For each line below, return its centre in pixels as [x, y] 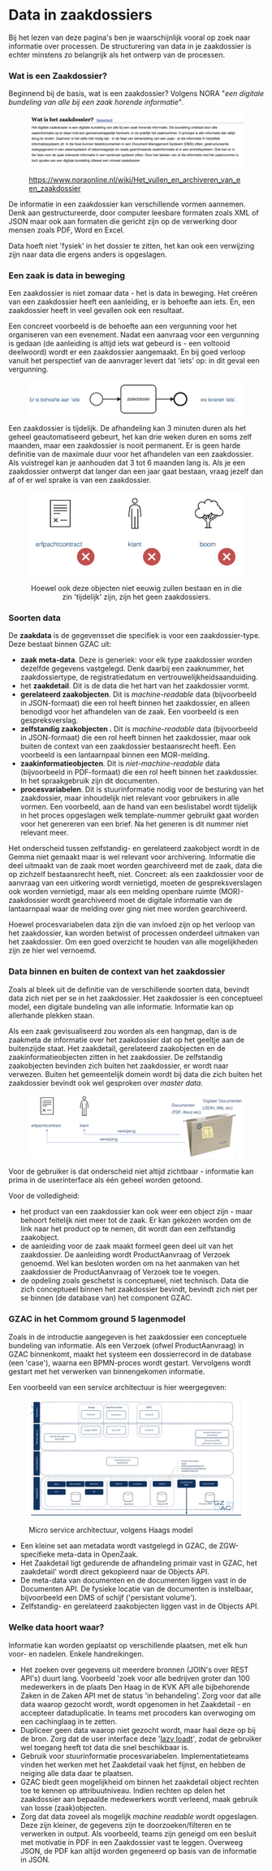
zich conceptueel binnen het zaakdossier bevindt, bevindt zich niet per [139, 1289]
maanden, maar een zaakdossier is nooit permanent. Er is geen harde [125, 445]
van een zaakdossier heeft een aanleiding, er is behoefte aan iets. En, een [132, 302]
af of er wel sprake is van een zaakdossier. [80, 480]
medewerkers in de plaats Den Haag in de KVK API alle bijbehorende [135, 1687]
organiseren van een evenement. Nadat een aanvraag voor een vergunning [134, 334]
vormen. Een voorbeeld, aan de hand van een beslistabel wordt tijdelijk [139, 807]
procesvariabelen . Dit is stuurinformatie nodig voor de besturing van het [142, 789]
